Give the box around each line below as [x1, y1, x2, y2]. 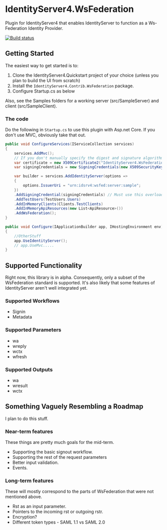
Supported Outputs [5, 366, 53, 373]
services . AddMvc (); [14, 151, 55, 156]
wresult [12, 383, 28, 389]
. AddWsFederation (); [14, 211, 57, 216]
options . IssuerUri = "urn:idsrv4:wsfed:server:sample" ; [23, 183, 141, 188]
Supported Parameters [5, 326, 62, 333]
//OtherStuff [14, 233, 41, 238]
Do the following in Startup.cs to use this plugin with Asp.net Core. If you [5, 127, 155, 133]
